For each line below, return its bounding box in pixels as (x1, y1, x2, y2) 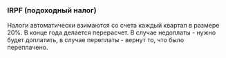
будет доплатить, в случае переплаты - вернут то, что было (7, 36, 185, 44)
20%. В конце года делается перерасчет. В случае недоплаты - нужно (7, 28, 216, 37)
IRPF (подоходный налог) (7, 6, 97, 15)
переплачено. (7, 43, 48, 52)
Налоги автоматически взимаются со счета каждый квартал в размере (7, 21, 220, 30)
